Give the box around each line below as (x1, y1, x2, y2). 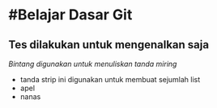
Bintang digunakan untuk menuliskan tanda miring (8, 59, 177, 69)
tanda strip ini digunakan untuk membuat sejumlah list (19, 75, 201, 84)
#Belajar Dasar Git (8, 6, 133, 24)
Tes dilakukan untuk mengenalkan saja (8, 38, 209, 52)
